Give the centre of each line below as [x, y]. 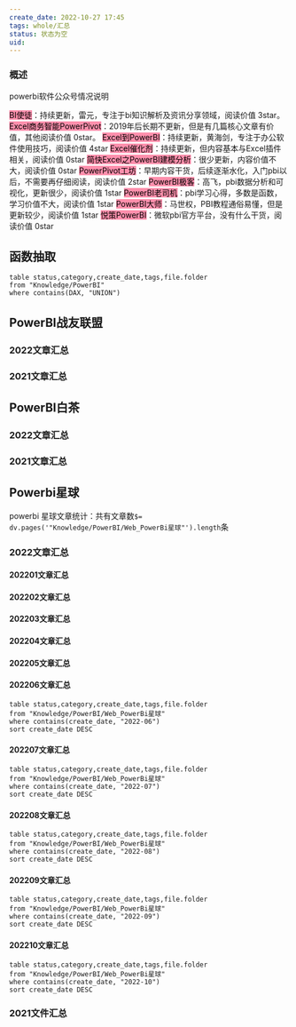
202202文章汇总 [40, 597]
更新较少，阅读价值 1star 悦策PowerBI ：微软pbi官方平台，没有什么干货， [142, 215]
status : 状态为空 [39, 34]
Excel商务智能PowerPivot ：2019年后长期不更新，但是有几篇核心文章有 [138, 126]
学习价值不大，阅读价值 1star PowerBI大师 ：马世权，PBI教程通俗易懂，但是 [146, 203]
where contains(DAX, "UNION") [65, 293]
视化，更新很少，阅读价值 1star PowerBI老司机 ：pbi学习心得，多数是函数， [146, 193]
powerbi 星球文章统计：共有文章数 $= [76, 515]
